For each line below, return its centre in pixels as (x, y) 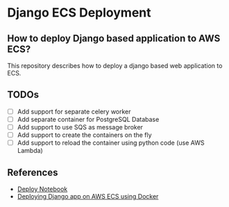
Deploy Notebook (42, 189)
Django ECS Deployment (79, 13)
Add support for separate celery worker (74, 111)
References (33, 172)
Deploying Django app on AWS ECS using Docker (88, 196)
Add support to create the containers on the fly (84, 135)
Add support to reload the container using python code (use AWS (111, 143)
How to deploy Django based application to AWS (114, 38)
